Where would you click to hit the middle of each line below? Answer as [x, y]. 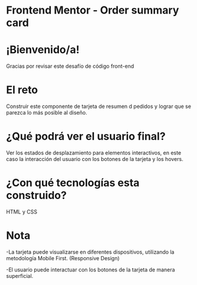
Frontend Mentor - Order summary [93, 10]
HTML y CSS [22, 212]
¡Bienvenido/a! [43, 50]
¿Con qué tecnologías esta [73, 183]
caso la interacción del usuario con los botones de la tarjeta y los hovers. [95, 159]
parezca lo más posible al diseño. [47, 113]
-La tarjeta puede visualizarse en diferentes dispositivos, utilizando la [90, 252]
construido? [36, 196]
